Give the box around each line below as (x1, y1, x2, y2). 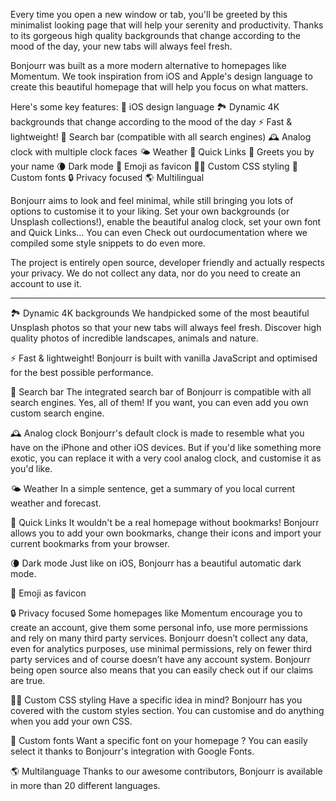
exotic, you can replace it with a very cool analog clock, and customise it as (10, 452, 322, 464)
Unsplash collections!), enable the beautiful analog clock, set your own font (10, 216, 322, 228)
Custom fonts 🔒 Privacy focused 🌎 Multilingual (10, 172, 205, 183)
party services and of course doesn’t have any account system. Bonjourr (10, 654, 311, 665)
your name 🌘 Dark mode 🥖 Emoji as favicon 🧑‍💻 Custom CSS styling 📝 (10, 160, 298, 172)
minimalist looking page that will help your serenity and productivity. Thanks (10, 19, 324, 31)
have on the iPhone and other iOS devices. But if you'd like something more (10, 442, 322, 453)
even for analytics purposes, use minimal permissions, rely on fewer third (10, 643, 313, 654)
